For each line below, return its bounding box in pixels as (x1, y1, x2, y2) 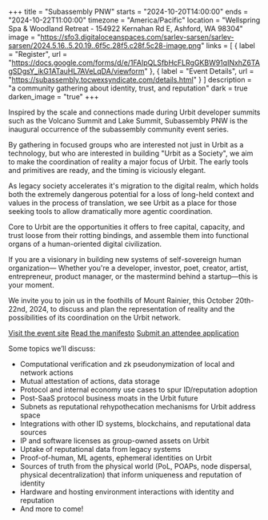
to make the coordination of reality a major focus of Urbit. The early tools (8, 157, 249, 167)
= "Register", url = (8, 50, 68, 58)
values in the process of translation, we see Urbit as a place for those (8, 198, 238, 208)
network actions (19, 368, 74, 377)
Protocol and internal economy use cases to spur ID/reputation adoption (19, 385, 258, 394)
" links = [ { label (201, 41, 256, 50)
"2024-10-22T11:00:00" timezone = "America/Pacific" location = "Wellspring (8, 15, 261, 25)
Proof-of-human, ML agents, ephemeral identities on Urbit (19, 453, 212, 462)
